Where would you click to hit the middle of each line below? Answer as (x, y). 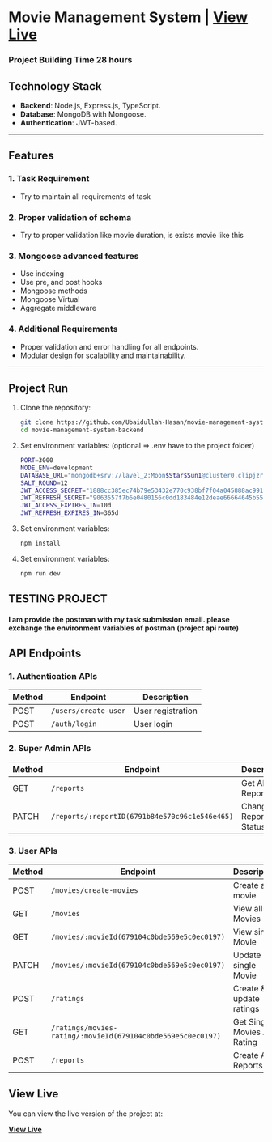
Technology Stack (55, 86)
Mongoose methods (53, 291)
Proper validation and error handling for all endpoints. (109, 346)
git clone (37, 422)
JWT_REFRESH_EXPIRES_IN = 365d (69, 513)
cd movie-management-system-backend (82, 430)
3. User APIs (33, 851)
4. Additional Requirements (63, 329)
